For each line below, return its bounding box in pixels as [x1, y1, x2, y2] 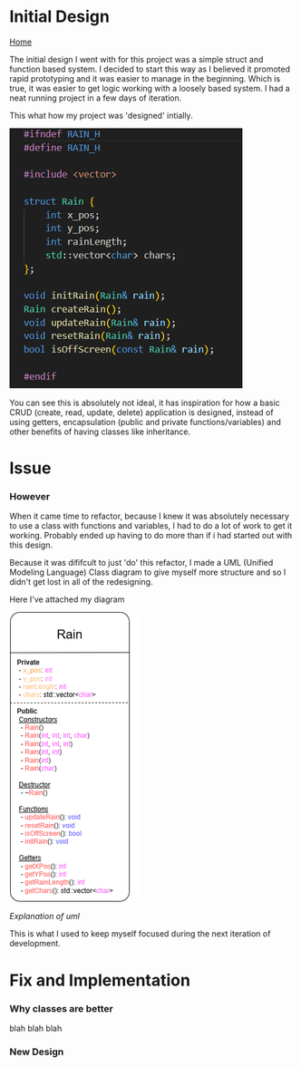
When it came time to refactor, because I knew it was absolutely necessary [9, 510, 290, 522]
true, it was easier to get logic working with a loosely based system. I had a [9, 82, 290, 93]
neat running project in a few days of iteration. [9, 92, 182, 103]
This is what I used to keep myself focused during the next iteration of [9, 928, 271, 939]
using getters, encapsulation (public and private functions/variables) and [9, 416, 281, 427]
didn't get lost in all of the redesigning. [9, 577, 153, 587]
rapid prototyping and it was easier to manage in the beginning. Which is [9, 73, 281, 83]
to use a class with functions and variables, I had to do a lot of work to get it [9, 520, 293, 531]
